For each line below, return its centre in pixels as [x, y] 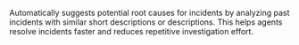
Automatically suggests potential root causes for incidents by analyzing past [149, 13]
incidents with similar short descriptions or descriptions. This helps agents [146, 22]
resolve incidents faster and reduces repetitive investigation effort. [132, 31]
